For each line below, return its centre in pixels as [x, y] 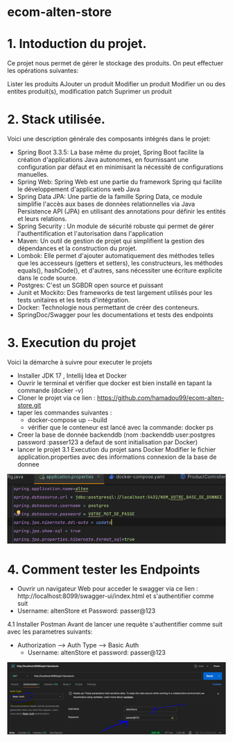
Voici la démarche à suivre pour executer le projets [80, 362]
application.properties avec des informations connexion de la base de [117, 457]
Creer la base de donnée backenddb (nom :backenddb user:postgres [116, 435]
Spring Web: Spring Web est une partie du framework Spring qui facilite [120, 182]
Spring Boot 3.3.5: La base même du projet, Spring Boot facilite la [111, 152]
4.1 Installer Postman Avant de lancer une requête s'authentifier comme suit [115, 624]
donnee [28, 464]
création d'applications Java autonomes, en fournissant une [103, 160]
